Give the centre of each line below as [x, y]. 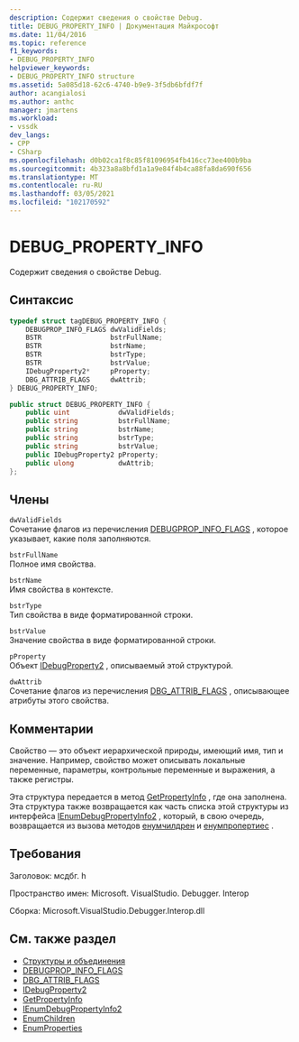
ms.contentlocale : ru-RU [56, 186]
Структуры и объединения [74, 961]
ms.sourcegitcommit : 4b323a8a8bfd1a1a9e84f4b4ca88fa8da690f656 [131, 169]
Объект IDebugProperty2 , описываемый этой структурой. [122, 666]
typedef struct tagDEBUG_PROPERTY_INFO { [88, 321]
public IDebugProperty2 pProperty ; [92, 455]
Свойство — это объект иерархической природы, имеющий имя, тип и [146, 751]
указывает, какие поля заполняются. [80, 539]
